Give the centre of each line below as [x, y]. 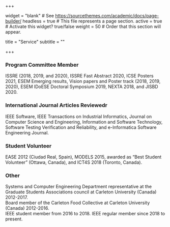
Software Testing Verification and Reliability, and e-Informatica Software [81, 127]
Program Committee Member [42, 65]
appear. [13, 32]
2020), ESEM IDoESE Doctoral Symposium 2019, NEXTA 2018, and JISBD [82, 87]
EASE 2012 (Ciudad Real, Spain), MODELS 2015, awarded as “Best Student [83, 157]
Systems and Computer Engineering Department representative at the [78, 187]
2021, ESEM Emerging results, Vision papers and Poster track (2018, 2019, [83, 81]
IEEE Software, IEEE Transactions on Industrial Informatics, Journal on [78, 116]
